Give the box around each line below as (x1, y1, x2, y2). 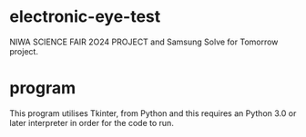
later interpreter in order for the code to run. (9, 117, 175, 128)
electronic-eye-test (9, 6, 161, 27)
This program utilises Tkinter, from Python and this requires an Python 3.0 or (9, 107, 297, 119)
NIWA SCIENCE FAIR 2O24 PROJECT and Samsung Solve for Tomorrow (9, 36, 279, 47)
